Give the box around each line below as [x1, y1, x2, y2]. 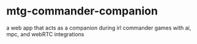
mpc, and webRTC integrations [6, 30, 84, 37]
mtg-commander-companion [6, 4, 158, 18]
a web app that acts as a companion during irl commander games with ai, [6, 24, 191, 31]
